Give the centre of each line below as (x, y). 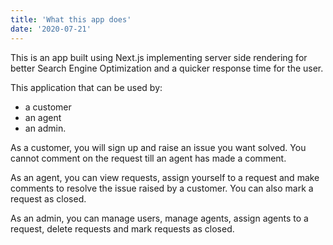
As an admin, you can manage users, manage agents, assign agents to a (159, 218)
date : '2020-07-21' (51, 29)
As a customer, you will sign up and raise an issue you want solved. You (158, 147)
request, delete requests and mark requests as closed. (122, 228)
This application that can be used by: (86, 87)
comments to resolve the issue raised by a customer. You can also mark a (162, 188)
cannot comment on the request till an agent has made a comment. (148, 158)
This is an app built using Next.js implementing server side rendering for (159, 57)
